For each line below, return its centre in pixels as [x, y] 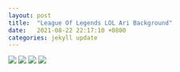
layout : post [30, 15]
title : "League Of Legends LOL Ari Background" [90, 23]
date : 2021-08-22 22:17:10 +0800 [67, 30]
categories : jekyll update [53, 38]
